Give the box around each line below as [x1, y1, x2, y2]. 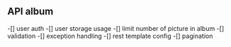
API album [7, 6, 54, 18]
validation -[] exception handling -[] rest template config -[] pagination [7, 32, 213, 40]
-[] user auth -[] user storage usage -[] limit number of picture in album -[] [7, 24, 225, 32]
